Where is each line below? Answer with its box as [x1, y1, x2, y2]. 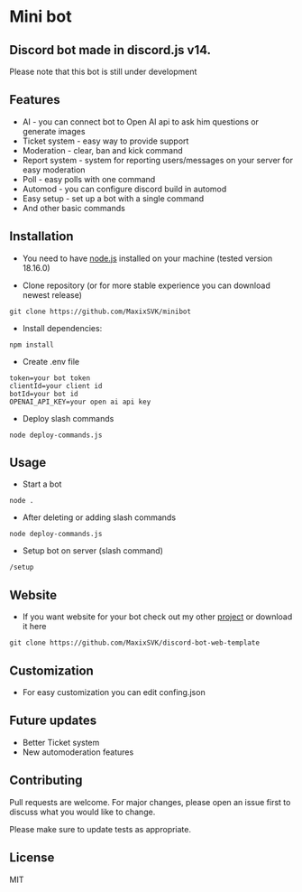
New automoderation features [22, 747, 134, 757]
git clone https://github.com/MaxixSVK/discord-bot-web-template [9, 638, 260, 647]
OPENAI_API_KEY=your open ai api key [9, 397, 151, 406]
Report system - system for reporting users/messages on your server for [22, 154, 294, 165]
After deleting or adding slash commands [22, 512, 177, 523]
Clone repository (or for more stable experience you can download [22, 280, 270, 291]
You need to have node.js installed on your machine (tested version [22, 253, 273, 264]
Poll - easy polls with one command [22, 173, 156, 184]
